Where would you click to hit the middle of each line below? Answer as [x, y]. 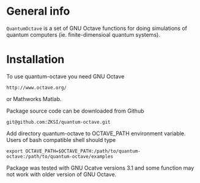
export [15, 151]
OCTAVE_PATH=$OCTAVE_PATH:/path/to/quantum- [83, 151]
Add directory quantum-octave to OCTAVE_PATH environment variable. [96, 133]
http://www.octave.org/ [37, 88]
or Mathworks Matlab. [34, 99]
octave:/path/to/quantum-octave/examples [60, 156]
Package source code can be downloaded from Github [76, 111]
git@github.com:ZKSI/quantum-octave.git [59, 122]
